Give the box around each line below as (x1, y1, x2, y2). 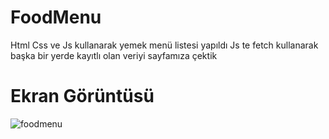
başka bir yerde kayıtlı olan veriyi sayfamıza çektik (10, 49, 218, 61)
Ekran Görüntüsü (10, 85, 155, 108)
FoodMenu (10, 6, 102, 29)
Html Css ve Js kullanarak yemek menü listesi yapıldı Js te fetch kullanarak (10, 39, 319, 51)
